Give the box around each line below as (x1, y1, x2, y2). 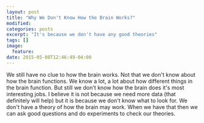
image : (6, 43, 23, 49)
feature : (12, 49, 34, 55)
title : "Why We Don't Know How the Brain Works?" (6, 15, 136, 21)
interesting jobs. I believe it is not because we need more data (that (6, 90, 176, 97)
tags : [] (6, 37, 29, 43)
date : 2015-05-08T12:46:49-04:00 (6, 54, 92, 60)
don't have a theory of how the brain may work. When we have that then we (6, 103, 198, 110)
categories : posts (6, 26, 53, 32)
